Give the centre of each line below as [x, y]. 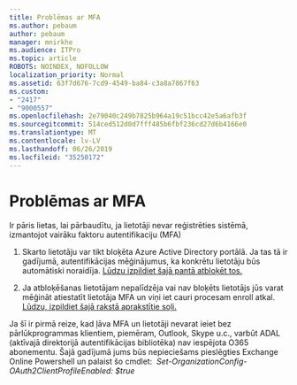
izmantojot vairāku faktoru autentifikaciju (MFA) [95, 235]
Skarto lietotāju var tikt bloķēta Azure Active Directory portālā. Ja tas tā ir [155, 252]
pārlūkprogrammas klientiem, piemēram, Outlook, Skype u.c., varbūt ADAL [145, 334]
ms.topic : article [43, 58]
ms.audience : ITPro [45, 50]
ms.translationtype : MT [53, 133]
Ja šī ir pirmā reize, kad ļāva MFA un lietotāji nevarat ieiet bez [120, 324]
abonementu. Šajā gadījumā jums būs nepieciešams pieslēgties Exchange [144, 352]
